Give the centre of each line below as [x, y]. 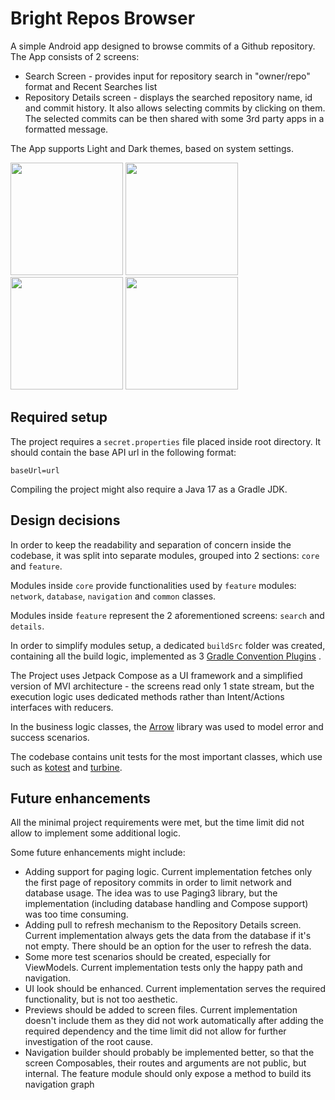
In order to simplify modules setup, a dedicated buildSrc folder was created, [168, 645]
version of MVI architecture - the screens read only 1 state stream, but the [162, 686]
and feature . [36, 566]
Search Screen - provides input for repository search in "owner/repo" [167, 76]
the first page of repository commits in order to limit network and [158, 883]
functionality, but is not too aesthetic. [101, 999]
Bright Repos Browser [103, 18]
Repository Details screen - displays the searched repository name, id [168, 97]
